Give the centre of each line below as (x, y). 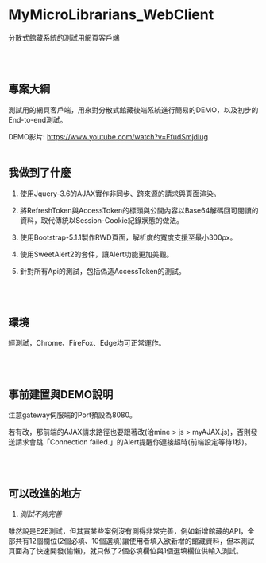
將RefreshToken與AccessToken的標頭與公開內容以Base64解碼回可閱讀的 (139, 210)
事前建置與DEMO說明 (61, 395)
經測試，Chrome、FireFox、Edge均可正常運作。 (87, 343)
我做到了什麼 (40, 173)
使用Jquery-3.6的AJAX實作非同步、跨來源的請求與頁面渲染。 (120, 194)
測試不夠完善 (40, 514)
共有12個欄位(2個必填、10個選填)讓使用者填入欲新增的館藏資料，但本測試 (135, 541)
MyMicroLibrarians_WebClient (111, 15)
